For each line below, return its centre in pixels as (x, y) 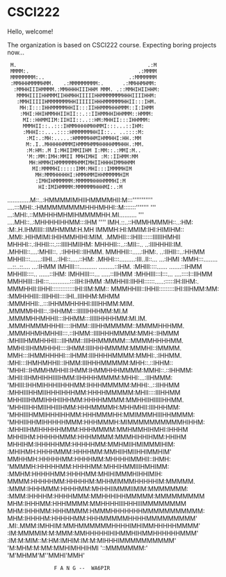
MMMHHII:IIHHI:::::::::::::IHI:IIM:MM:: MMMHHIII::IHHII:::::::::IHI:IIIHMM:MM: (113, 288)
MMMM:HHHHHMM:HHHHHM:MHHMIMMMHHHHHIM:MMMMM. (102, 481)
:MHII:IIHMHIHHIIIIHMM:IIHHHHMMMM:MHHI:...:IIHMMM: (90, 378)
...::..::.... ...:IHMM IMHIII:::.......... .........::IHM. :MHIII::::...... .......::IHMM (105, 266)
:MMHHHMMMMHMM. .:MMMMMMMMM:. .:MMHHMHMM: (83, 83)
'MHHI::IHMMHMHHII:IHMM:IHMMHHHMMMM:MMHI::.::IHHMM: (100, 370)
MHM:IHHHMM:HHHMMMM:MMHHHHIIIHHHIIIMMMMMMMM (97, 503)
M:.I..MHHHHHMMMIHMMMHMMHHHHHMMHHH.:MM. (85, 144)
